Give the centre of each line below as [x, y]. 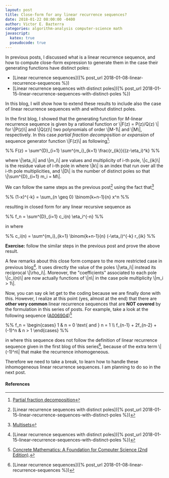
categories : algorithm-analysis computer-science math [64, 29]
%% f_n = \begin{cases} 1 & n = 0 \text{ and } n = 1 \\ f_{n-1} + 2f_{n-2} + [81, 325]
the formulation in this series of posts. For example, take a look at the [77, 309]
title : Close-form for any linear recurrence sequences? [66, 15]
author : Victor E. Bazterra [35, 24]
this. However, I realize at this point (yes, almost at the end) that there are [81, 298]
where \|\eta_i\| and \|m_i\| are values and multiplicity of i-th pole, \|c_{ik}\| [83, 161]
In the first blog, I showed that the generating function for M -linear [74, 119]
